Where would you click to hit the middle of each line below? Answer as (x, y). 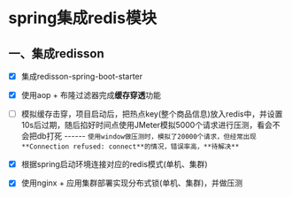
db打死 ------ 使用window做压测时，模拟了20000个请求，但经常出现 (147, 136)
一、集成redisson (56, 53)
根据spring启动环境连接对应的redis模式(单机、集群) (115, 164)
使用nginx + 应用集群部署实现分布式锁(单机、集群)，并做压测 (132, 183)
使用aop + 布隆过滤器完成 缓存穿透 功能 (91, 95)
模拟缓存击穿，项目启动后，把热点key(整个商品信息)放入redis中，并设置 (152, 114)
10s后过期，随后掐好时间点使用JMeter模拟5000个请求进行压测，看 (143, 125)
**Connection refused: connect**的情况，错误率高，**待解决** (130, 147)
